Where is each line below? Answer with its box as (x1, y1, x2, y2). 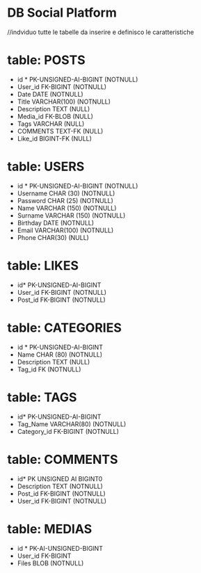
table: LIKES (7, 258, 79, 273)
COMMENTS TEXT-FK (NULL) (17, 127, 104, 135)
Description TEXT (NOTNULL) (17, 482, 103, 490)
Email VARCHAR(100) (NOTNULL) (17, 226, 114, 234)
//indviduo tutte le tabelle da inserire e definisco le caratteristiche (7, 28, 195, 36)
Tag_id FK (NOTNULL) (17, 365, 81, 373)
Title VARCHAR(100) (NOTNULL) (17, 97, 111, 106)
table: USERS (7, 159, 85, 175)
